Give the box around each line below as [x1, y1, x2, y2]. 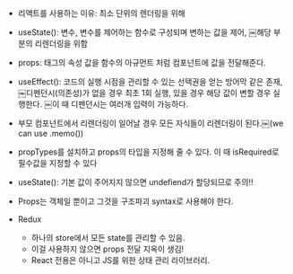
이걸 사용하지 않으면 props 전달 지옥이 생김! [30, 243, 185, 254]
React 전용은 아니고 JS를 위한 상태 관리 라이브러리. [30, 255, 211, 265]
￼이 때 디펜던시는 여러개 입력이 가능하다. [44, 99, 189, 110]
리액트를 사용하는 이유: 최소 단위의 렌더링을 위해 [17, 8, 185, 18]
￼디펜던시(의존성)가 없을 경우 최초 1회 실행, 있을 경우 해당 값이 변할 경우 [17, 88, 271, 98]
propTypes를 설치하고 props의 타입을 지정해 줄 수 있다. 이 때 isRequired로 [17, 146, 280, 157]
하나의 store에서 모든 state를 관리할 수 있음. [30, 233, 185, 243]
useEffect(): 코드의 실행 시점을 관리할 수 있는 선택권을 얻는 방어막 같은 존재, [17, 76, 283, 87]
